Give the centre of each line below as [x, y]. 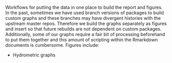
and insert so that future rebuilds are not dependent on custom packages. [83, 29]
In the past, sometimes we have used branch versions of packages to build [85, 13]
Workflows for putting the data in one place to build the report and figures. [84, 7]
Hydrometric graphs [34, 55]
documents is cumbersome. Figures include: [52, 45]
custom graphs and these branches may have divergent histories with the [83, 18]
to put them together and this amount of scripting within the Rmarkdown [82, 40]
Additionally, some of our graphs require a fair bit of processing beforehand [85, 34]
